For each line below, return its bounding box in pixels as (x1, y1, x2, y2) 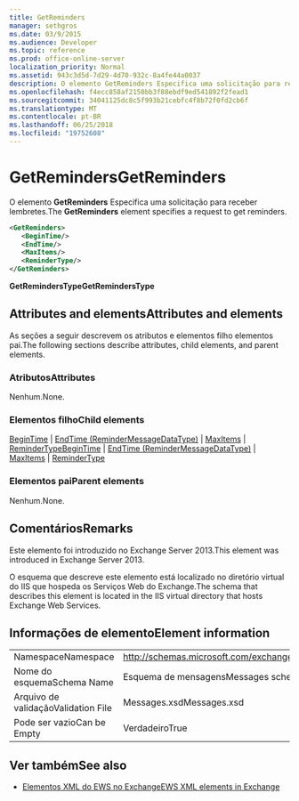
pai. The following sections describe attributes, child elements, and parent (9, 339, 279, 350)
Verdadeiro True (123, 722, 188, 734)
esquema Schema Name (13, 676, 114, 689)
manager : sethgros (9, 21, 77, 30)
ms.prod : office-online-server (9, 54, 125, 63)
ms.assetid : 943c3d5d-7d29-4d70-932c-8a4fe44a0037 (9, 71, 201, 80)
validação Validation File (13, 702, 113, 715)
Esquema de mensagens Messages (123, 671, 270, 684)
